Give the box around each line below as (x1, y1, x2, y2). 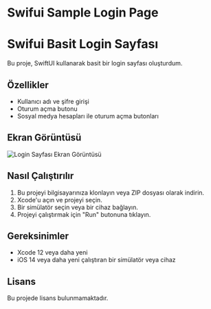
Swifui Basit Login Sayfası (7, 36, 159, 52)
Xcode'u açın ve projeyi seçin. (16, 195, 103, 204)
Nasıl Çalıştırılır (7, 170, 74, 182)
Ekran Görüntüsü (7, 132, 82, 144)
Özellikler (7, 79, 49, 91)
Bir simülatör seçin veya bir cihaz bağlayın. (16, 203, 139, 211)
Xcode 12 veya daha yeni (16, 248, 88, 257)
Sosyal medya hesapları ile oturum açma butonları (16, 111, 159, 120)
